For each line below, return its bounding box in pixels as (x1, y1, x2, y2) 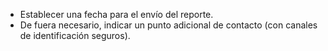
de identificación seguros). (19, 30, 131, 41)
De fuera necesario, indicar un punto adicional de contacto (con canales (19, 19, 318, 31)
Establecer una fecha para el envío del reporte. (19, 9, 214, 20)
